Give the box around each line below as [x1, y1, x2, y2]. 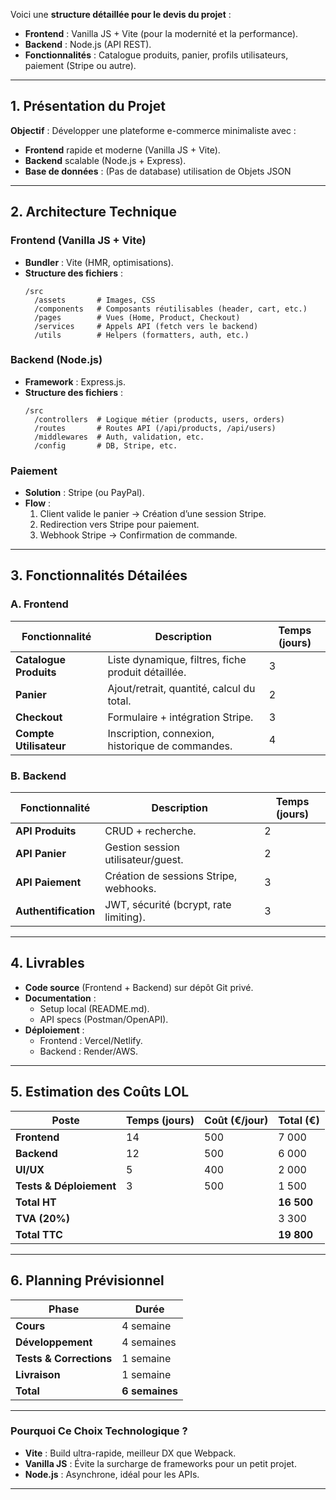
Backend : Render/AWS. [39, 1045, 139, 1057]
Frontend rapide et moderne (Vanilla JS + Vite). [24, 144, 221, 156]
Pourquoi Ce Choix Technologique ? [10, 1424, 188, 1438]
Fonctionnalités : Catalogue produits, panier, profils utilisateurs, [24, 49, 289, 61]
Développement [15, 1335, 93, 1349]
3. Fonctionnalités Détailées [10, 567, 188, 584]
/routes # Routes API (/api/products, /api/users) [34, 423, 277, 433]
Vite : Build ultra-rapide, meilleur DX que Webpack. [24, 1447, 237, 1459]
